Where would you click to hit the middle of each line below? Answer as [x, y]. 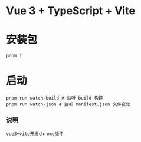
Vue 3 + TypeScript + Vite [71, 11]
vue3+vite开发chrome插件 [35, 134]
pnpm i [14, 56]
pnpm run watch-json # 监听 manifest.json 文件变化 [68, 104]
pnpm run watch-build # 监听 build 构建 [55, 98]
